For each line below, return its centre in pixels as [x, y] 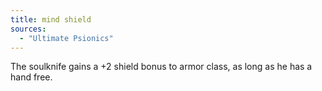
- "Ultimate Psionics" [66, 38]
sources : [28, 29]
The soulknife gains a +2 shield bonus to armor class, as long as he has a [161, 67]
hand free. [31, 77]
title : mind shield [51, 19]
